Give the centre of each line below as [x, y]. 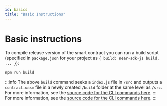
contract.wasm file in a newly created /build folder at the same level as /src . [84, 87]
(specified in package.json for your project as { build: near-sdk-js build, [82, 58]
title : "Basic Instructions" [35, 14]
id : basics [16, 10]
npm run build [20, 73]
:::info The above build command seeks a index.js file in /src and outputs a [84, 82]
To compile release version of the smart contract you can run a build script [82, 53]
